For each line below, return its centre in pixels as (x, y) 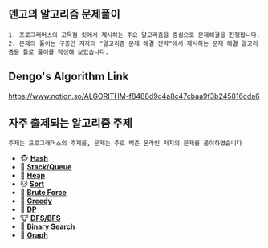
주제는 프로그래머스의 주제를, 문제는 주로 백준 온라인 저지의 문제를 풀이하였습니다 (125, 144)
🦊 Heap (32, 176)
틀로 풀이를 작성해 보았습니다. (66, 52)
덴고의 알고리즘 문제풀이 (64, 14)
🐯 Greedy (36, 201)
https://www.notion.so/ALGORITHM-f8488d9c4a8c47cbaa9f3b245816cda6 (134, 96)
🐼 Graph (34, 235)
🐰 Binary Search (47, 226)
